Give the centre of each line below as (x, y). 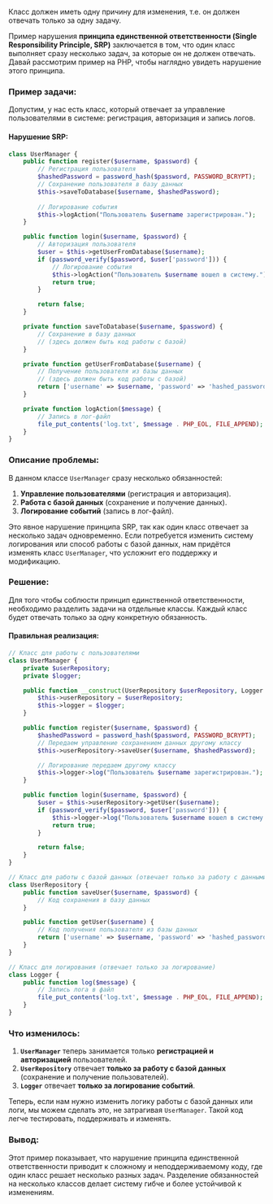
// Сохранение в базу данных (87, 334)
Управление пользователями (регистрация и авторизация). (126, 493)
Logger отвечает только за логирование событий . (108, 1086)
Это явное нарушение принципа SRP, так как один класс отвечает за (129, 526)
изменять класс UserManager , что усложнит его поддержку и (113, 552)
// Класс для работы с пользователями (74, 653)
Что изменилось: (44, 1033)
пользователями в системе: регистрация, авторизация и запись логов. (132, 118)
